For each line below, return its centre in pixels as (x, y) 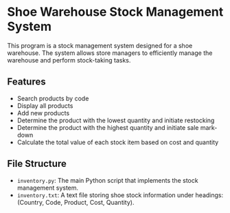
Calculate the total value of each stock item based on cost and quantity (118, 142)
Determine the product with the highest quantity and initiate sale (108, 127)
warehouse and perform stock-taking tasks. (69, 60)
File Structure (37, 164)
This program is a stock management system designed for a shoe (100, 45)
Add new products (43, 113)
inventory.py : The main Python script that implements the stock (107, 180)
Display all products (45, 105)
